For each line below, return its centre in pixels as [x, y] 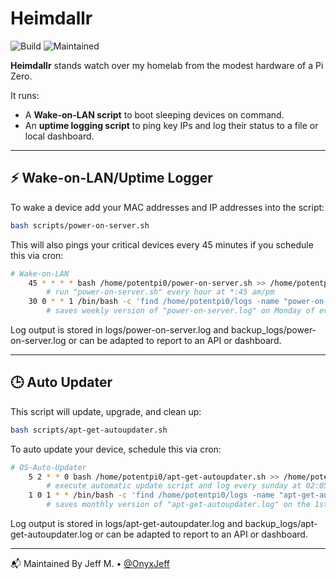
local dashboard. [59, 136]
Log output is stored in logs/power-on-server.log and [120, 330]
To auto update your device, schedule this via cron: [116, 449]
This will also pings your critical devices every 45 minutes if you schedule [162, 244]
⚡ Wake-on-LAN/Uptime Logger [111, 178]
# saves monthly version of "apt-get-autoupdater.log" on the [178, 505]
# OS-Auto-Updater [48, 467]
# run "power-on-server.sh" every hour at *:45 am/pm [160, 292]
